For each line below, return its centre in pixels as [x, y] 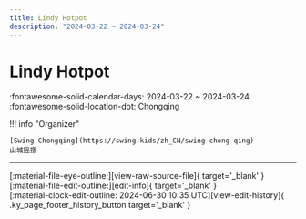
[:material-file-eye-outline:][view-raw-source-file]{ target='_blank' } [137, 176]
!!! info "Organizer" [45, 124]
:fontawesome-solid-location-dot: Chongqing [95, 107]
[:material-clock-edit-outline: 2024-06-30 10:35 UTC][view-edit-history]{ [147, 195]
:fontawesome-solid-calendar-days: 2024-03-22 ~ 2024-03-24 [130, 97]
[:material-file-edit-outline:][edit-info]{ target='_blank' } [113, 186]
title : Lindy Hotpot [49, 18]
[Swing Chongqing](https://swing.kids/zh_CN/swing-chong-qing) [132, 141]
